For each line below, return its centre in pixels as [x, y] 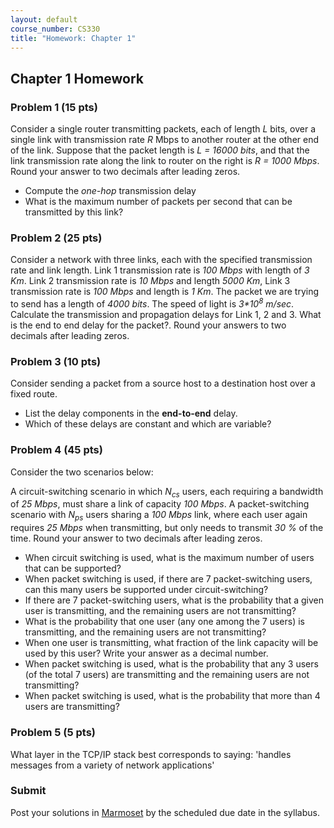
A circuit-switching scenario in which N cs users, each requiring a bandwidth [167, 492]
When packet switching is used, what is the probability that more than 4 [172, 696]
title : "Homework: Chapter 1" [73, 38]
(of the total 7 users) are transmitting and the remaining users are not [167, 675]
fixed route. [34, 394]
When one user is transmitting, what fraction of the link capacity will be [171, 643]
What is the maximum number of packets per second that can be [158, 202]
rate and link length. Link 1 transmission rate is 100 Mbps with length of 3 [160, 270]
